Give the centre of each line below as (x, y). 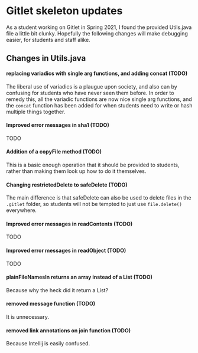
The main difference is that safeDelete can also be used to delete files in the (99, 198)
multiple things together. (36, 112)
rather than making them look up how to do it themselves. (76, 171)
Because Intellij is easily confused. (48, 344)
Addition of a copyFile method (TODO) (54, 152)
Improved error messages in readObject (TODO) (66, 250)
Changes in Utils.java (46, 58)
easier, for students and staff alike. (48, 40)
